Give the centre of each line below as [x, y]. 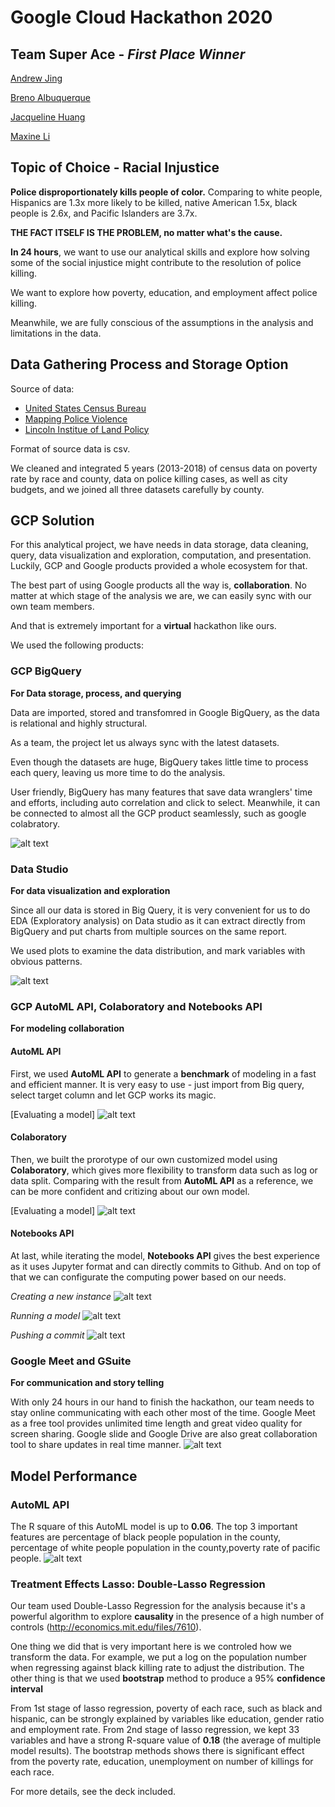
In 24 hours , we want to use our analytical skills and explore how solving [160, 252]
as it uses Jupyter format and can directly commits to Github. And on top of [166, 1266]
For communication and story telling [87, 1383]
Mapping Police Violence [76, 418]
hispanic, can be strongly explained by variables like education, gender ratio [167, 1719]
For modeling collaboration [67, 1028]
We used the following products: [77, 645]
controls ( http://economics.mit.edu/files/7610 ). [106, 1627]
